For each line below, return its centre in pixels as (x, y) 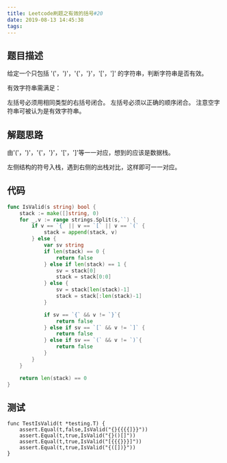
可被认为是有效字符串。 (52, 111)
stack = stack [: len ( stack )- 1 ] (99, 296)
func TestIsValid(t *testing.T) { (56, 424)
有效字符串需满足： (34, 88)
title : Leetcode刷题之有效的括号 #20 (55, 13)
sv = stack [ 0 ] (76, 271)
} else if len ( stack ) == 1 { (85, 264)
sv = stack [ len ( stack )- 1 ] (93, 290)
